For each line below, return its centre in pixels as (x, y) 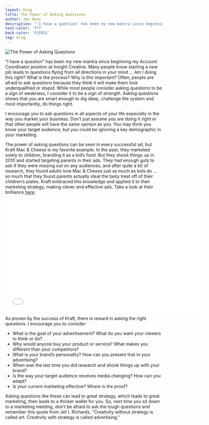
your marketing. (21, 135)
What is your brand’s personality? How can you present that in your (82, 354)
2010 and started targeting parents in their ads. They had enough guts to (80, 160)
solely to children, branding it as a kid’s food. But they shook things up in (80, 155)
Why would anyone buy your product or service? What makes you (80, 344)
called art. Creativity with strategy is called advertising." (63, 417)
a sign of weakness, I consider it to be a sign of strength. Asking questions (82, 93)
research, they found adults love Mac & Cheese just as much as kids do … (81, 171)
